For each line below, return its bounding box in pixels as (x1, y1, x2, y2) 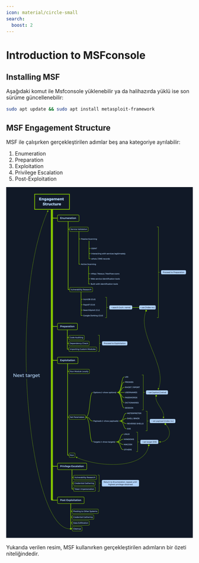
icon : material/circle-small (6, 10, 78, 15)
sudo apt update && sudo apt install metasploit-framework (6, 106, 155, 112)
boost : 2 (11, 22, 33, 28)
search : (6, 15, 25, 22)
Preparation (14, 156, 44, 163)
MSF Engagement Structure (6, 122, 111, 133)
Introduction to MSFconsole (6, 48, 146, 62)
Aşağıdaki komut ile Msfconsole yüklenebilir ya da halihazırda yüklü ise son (6, 88, 190, 95)
